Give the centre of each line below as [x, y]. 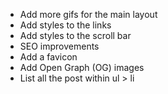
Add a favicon [48, 57]
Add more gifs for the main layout [88, 14]
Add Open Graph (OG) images [82, 67]
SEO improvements [59, 46]
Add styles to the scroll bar [75, 35]
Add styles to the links [65, 25]
